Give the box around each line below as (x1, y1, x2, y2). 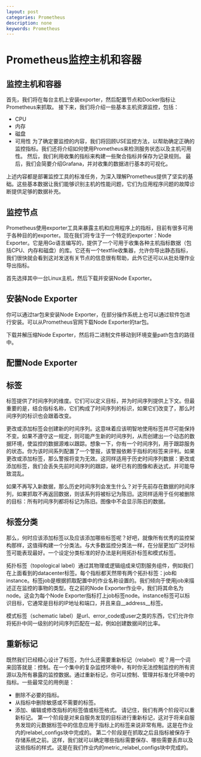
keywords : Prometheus (6, 25, 60, 32)
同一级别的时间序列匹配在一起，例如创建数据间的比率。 (26, 620, 163, 627)
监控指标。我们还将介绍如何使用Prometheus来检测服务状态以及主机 (14, 145, 181, 152)
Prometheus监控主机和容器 (6, 53, 142, 67)
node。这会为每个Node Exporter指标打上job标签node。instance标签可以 (6, 592, 185, 599)
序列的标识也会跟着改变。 (11, 412, 75, 420)
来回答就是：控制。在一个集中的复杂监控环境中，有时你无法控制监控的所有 (6, 663, 190, 671)
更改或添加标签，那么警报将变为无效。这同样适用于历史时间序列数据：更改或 (6, 455, 195, 462)
